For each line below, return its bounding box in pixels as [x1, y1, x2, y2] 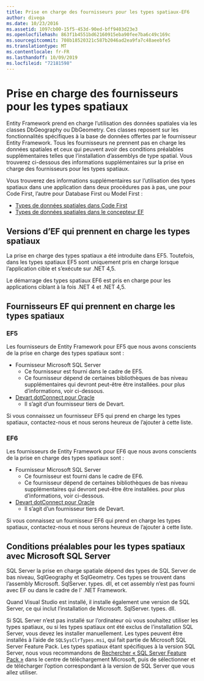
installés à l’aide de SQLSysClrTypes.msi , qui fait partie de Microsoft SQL [6, 636, 187, 644]
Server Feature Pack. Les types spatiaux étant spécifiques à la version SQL [6, 643, 195, 650]
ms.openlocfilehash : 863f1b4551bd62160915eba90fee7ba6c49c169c [6, 32, 171, 38]
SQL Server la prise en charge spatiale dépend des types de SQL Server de [6, 567, 197, 575]
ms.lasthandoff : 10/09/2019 [6, 54, 78, 61]
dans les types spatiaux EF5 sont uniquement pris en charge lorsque [6, 258, 179, 266]
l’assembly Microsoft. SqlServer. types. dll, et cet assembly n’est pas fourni [6, 580, 195, 587]
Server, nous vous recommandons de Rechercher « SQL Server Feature [6, 649, 187, 657]
